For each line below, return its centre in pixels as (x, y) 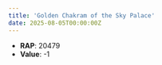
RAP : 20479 (40, 45)
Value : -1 (35, 54)
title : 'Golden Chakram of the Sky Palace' (82, 15)
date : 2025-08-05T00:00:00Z (55, 23)
